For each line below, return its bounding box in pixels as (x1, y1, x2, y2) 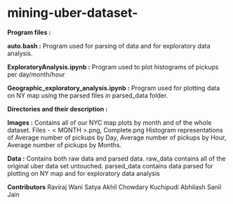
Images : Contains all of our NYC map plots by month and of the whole (7, 118, 212, 127)
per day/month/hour (7, 70, 65, 79)
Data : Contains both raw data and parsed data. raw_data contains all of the (7, 154, 226, 163)
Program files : (7, 28, 51, 36)
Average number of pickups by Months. (7, 140, 122, 149)
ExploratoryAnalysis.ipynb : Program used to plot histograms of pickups (7, 62, 219, 71)
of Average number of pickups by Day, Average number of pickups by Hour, (7, 133, 227, 142)
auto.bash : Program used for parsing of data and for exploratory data (7, 41, 211, 50)
